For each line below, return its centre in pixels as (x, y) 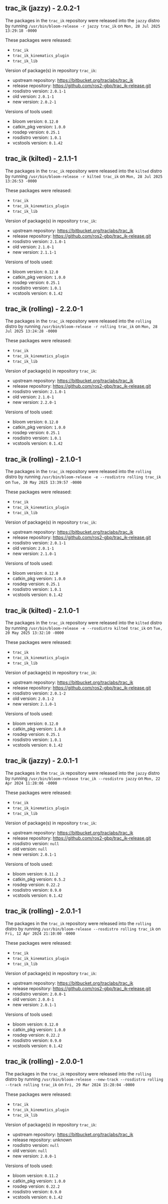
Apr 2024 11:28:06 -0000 (31, 783)
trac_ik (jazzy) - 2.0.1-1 (41, 761)
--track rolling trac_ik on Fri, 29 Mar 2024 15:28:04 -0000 (70, 1084)
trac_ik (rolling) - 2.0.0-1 (44, 1062)
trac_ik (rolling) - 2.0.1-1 (43, 911)
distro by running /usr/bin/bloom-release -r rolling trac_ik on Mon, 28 (81, 327)
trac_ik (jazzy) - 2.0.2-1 (43, 8)
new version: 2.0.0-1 (34, 1156)
